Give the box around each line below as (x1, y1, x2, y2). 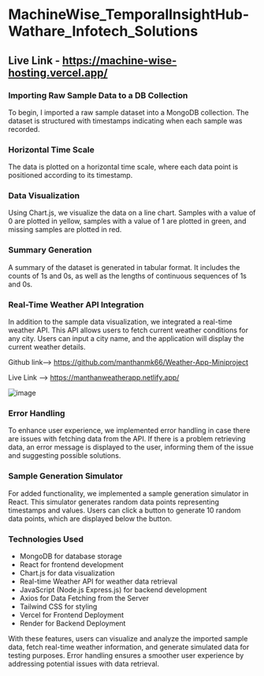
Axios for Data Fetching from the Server (19, 593, 150, 603)
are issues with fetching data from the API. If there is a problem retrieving (8, 434, 246, 444)
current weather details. (8, 342, 86, 352)
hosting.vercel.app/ (8, 66, 108, 80)
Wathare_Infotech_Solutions (8, 22, 199, 40)
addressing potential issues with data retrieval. (8, 659, 160, 668)
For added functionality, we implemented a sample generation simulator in (8, 488, 249, 498)
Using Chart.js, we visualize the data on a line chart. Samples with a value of (8, 208, 256, 218)
